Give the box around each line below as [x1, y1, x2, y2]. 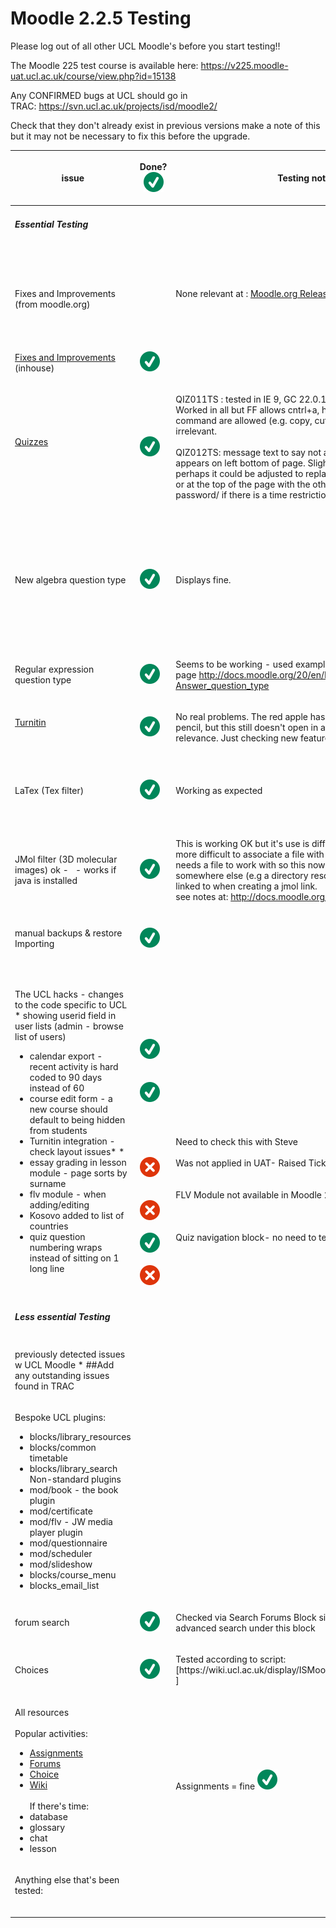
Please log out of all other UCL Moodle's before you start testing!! [10, 40, 281, 52]
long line [29, 1262, 65, 1274]
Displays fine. [175, 573, 232, 586]
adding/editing [29, 1198, 90, 1211]
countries [29, 1220, 69, 1232]
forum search [14, 1617, 70, 1629]
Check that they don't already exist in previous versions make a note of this [10, 119, 321, 131]
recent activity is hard [29, 1060, 119, 1072]
